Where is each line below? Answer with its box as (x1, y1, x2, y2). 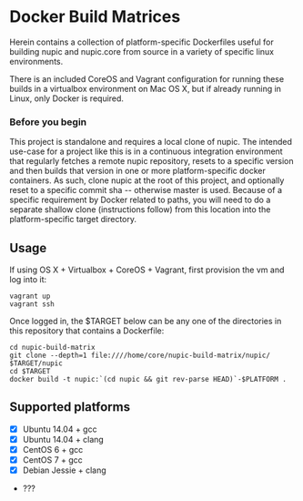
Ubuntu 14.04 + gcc (22, 424, 97, 435)
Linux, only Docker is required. (9, 93, 125, 104)
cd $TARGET (9, 367, 51, 376)
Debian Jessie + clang (22, 465, 106, 475)
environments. (9, 56, 64, 66)
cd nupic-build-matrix (9, 343, 96, 353)
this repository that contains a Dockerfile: (9, 325, 165, 336)
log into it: (9, 274, 47, 285)
